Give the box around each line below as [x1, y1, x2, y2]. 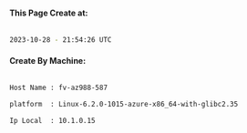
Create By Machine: [9, 55, 87, 66]
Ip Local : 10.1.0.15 [9, 117, 96, 126]
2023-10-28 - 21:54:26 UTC [9, 36, 112, 45]
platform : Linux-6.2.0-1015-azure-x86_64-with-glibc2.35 [9, 100, 239, 109]
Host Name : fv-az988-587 [9, 83, 108, 93]
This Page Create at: [9, 7, 88, 18]
